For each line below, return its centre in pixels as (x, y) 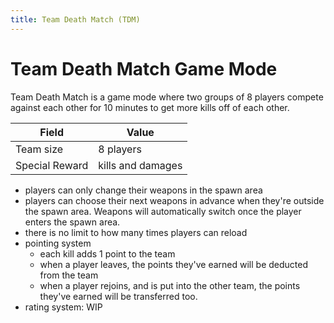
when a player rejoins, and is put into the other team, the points (170, 285)
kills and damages (140, 165)
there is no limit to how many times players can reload (136, 232)
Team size (39, 149)
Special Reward (52, 165)
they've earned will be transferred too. (118, 296)
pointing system (58, 243)
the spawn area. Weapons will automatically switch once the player (163, 211)
